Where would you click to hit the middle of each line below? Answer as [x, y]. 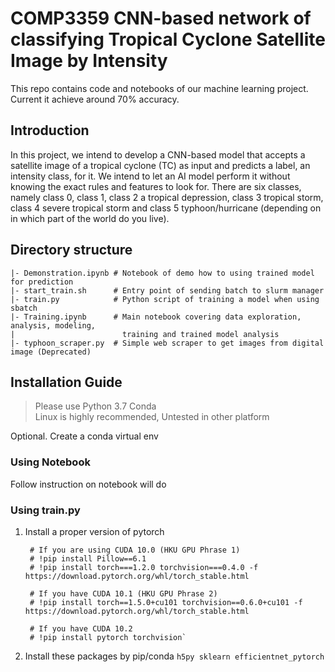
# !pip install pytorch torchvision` [108, 637]
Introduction [50, 130]
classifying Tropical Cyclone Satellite [168, 39]
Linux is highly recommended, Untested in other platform [152, 417]
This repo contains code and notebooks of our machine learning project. [159, 88]
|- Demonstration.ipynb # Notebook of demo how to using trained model [162, 273]
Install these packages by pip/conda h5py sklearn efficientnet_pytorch [174, 656]
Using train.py [45, 510]
